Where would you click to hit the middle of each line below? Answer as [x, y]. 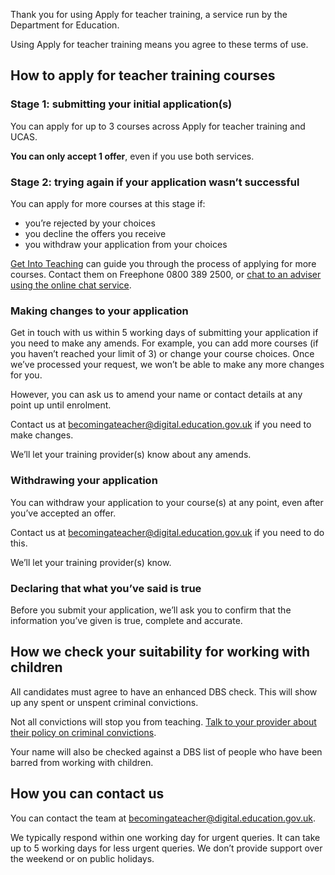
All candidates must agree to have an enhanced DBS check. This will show [164, 691]
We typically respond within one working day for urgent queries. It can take [165, 837]
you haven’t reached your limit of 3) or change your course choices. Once [162, 354]
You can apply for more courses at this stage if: [108, 203]
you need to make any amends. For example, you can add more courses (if [164, 343]
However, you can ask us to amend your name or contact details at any [156, 395]
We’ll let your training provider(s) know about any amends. [131, 455]
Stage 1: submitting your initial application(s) [121, 104]
